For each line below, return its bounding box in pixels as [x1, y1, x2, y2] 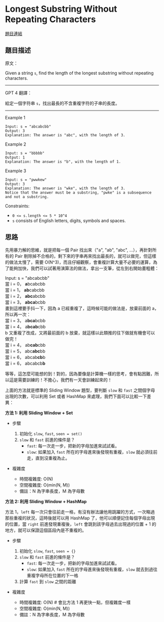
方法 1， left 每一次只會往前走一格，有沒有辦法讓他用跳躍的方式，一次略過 [5, 509, 155, 514]
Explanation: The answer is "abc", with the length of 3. [5, 133, 125, 137]
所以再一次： [5, 311, 31, 317]
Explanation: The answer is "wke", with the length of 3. [5, 186, 125, 191]
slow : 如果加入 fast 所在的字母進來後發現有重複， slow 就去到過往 [26, 566, 158, 572]
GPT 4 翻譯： [5, 89, 32, 96]
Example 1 [5, 114, 25, 120]
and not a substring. [5, 194, 49, 199]
